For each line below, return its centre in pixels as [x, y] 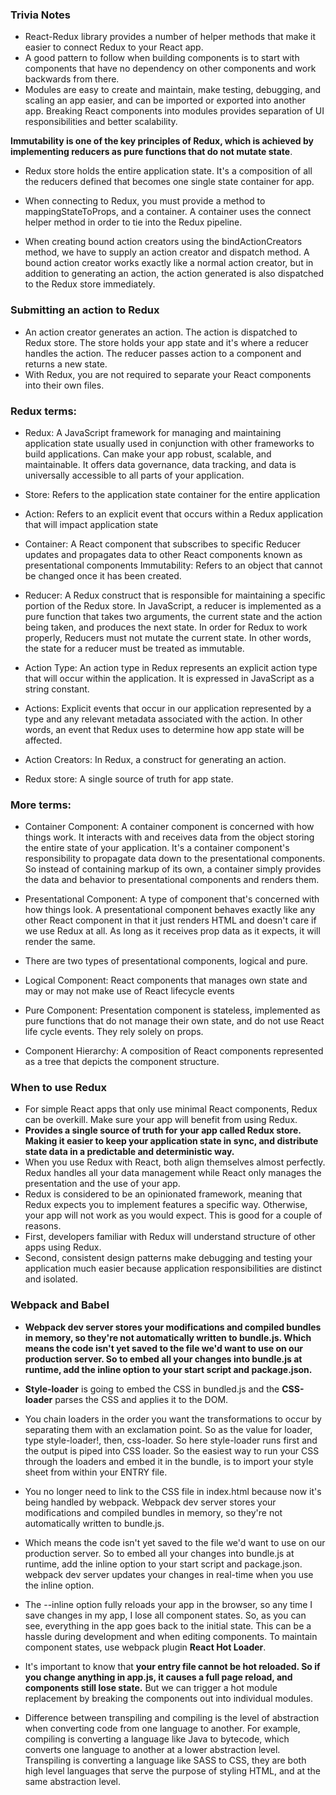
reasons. [43, 1226]
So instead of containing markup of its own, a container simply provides [173, 869]
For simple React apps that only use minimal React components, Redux [171, 1109]
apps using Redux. [63, 1247]
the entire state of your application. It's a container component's [157, 848]
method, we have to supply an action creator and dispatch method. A [167, 252]
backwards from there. [72, 79]
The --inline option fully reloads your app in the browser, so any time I [168, 1604]
